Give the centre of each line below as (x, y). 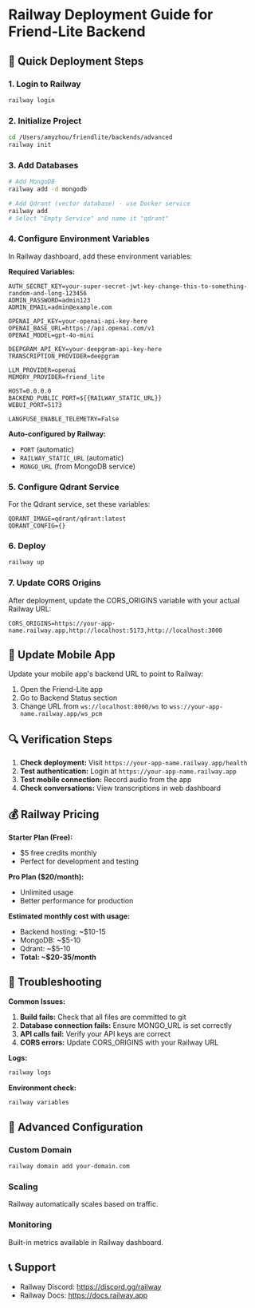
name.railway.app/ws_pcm (61, 714)
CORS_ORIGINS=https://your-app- (62, 623)
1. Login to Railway (45, 84)
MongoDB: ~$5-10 (50, 940)
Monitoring (30, 1225)
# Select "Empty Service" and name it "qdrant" (89, 218)
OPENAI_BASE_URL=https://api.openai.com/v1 (82, 328)
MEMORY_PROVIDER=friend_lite (57, 377)
